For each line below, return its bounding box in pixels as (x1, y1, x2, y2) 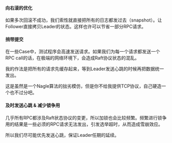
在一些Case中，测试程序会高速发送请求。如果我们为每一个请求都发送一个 (5, 49, 160, 55)
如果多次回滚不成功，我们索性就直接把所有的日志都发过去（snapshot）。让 (5, 17, 162, 23)
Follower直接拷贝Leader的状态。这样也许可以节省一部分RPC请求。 (5, 24, 146, 30)
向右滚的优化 (5, 5, 32, 11)
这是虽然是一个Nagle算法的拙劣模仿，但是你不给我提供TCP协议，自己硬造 (5, 83, 162, 89)
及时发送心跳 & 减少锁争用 (5, 103, 61, 108)
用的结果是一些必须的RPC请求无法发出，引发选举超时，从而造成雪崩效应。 (5, 121, 163, 127)
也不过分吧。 (9, 90, 37, 96)
